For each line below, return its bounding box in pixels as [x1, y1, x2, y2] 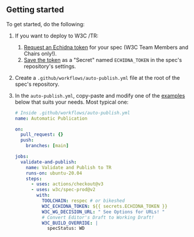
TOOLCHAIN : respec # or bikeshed [41, 198, 125, 204]
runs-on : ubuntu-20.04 [26, 170, 82, 176]
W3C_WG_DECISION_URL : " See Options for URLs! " [41, 208, 165, 215]
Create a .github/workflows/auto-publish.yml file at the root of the [14, 74, 180, 81]
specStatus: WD [47, 226, 85, 232]
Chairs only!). [23, 50, 57, 57]
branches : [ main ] [26, 143, 69, 149]
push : [20, 137, 34, 144]
